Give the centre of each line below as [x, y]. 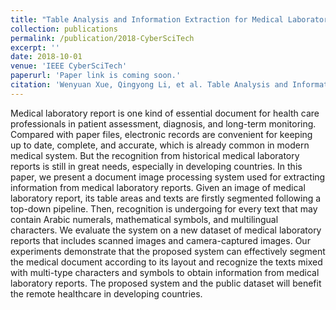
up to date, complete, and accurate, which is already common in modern [160, 145]
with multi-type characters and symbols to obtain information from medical [165, 272]
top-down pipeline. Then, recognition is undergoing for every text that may [164, 208]
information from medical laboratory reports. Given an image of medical [158, 187]
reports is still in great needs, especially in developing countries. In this [156, 166]
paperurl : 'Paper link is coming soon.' [96, 76]
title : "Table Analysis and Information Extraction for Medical [147, 19]
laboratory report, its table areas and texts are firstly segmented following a [166, 198]
